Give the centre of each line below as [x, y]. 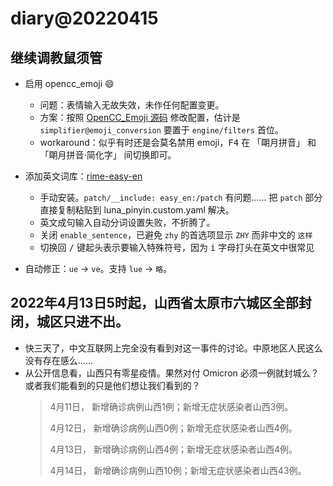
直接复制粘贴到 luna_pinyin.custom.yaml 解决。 [137, 210]
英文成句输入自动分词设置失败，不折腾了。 [127, 222]
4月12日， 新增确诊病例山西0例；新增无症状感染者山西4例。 [173, 428]
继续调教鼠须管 [56, 57]
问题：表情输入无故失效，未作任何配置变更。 [132, 105]
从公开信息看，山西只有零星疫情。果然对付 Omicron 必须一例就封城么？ [172, 373]
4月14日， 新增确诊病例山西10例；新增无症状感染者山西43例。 [178, 470]
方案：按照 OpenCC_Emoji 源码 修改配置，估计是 [140, 117]
